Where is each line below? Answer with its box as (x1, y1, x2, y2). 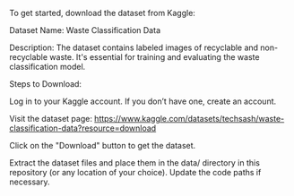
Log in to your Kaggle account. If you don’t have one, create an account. (9, 96, 277, 107)
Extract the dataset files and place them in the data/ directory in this (9, 158, 260, 168)
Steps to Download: (9, 79, 82, 89)
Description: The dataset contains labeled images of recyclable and (9, 42, 258, 53)
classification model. (9, 62, 86, 72)
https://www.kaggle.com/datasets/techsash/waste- (93, 114, 285, 124)
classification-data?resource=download (9, 123, 157, 133)
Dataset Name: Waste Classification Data (9, 25, 161, 35)
